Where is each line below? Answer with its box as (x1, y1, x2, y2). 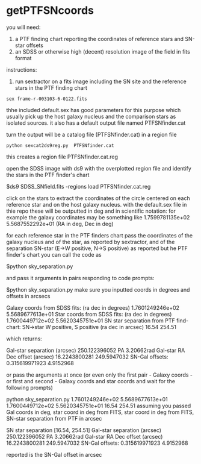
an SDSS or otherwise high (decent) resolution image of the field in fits (14, 48, 191, 55)
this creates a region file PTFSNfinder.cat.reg (6, 153, 119, 160)
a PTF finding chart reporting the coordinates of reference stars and (14, 35, 184, 42)
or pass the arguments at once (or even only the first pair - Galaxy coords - (6, 371, 193, 378)
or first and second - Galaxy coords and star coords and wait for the (6, 377, 176, 384)
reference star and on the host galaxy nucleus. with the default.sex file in (6, 201, 187, 208)
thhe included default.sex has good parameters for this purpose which (6, 106, 181, 113)
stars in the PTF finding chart (14, 84, 87, 91)
